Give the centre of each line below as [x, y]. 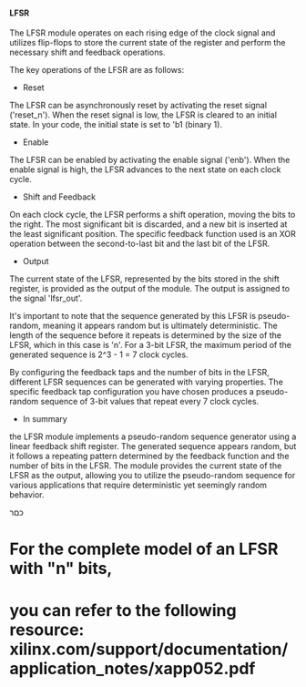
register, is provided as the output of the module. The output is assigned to [149, 289]
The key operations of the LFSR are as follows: [97, 70]
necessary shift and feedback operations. [87, 52]
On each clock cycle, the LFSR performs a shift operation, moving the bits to [153, 215]
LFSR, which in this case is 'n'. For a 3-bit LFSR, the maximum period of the [151, 345]
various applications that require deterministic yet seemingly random [138, 485]
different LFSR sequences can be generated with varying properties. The [147, 382]
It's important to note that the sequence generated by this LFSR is [133, 316]
